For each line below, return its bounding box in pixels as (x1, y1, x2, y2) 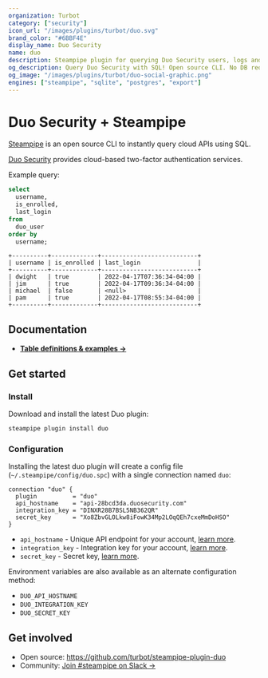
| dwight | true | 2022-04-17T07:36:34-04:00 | (8, 273, 202, 281)
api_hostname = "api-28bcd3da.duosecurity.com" (15, 500, 187, 508)
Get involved (8, 631, 73, 644)
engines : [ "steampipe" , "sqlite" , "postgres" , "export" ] (8, 78, 202, 86)
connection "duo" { (8, 486, 73, 494)
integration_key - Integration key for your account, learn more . (19, 543, 228, 553)
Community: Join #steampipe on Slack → (19, 660, 156, 670)
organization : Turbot (8, 11, 81, 20)
